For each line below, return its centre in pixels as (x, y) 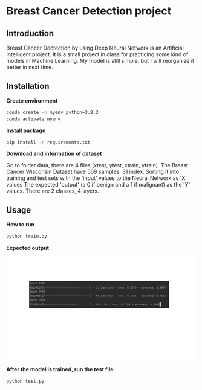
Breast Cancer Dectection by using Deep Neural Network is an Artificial (95, 48)
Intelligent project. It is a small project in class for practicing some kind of (97, 54)
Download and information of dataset (54, 154)
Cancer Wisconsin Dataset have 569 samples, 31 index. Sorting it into (93, 172)
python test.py (25, 382)
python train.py (27, 237)
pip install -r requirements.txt (48, 142)
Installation (28, 86)
